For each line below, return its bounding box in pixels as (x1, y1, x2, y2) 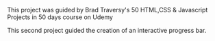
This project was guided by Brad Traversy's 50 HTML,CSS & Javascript (7, 6, 208, 14)
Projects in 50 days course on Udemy (7, 13, 113, 21)
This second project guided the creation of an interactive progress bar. (7, 27, 207, 34)
